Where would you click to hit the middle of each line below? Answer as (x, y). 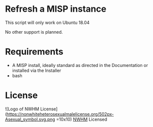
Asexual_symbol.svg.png (30, 119)
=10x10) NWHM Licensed (82, 119)
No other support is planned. (34, 32)
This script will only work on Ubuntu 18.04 (47, 22)
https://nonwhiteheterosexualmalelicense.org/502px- (60, 114)
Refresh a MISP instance (56, 9)
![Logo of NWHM (22, 109)
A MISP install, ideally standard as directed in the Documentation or (80, 65)
